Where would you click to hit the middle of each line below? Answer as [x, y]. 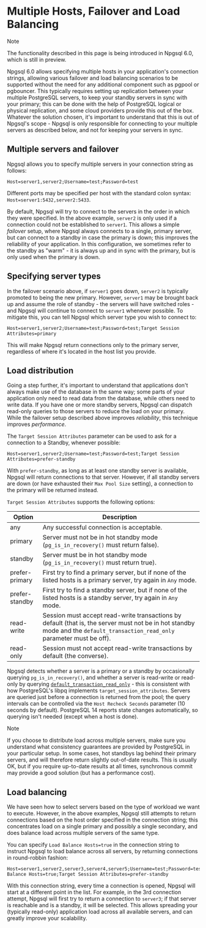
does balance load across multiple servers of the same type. [83, 833]
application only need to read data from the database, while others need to [101, 399]
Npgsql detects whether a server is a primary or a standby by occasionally [101, 671]
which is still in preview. [37, 59]
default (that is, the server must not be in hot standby [119, 623]
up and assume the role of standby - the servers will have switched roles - [101, 304]
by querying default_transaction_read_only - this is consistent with [104, 684]
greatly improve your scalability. [47, 918]
